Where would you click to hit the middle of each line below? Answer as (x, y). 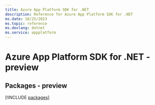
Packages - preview (36, 86)
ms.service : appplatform (31, 33)
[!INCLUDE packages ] (27, 97)
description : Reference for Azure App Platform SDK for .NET (69, 14)
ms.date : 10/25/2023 (26, 19)
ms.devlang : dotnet (25, 28)
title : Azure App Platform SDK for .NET (47, 10)
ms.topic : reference (26, 23)
